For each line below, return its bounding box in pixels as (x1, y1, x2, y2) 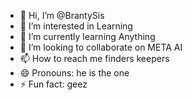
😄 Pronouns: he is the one (19, 67, 130, 79)
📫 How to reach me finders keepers (19, 53, 170, 64)
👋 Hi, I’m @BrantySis (19, 10, 105, 21)
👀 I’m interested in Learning (19, 20, 133, 32)
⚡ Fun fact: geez (19, 78, 88, 90)
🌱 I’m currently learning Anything (19, 31, 156, 42)
